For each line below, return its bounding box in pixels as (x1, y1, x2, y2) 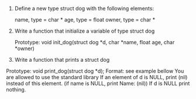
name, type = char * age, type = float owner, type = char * (14, 16, 156, 23)
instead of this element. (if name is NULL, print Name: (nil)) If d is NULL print (6, 80, 190, 87)
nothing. (6, 86, 26, 93)
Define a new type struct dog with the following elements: (14, 5, 154, 12)
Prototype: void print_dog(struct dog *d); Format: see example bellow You (6, 68, 184, 75)
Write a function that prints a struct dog (14, 56, 110, 63)
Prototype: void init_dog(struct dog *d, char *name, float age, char (14, 39, 175, 45)
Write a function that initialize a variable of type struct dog (14, 27, 155, 34)
